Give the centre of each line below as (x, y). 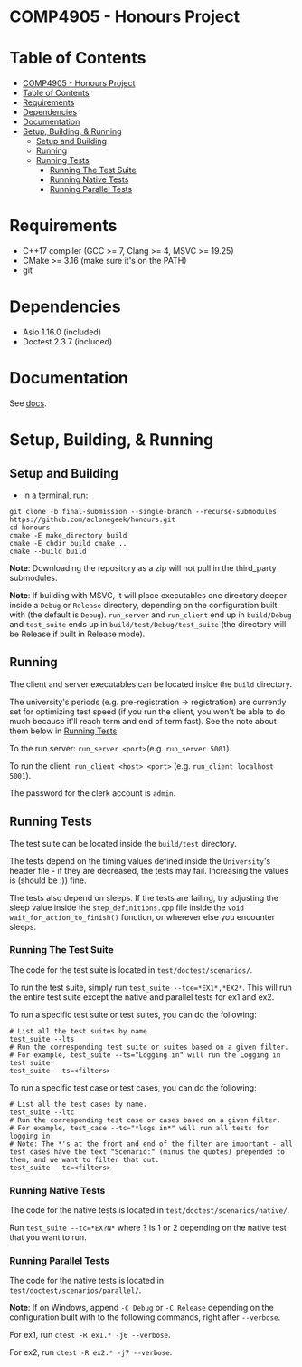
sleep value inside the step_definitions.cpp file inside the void (127, 907)
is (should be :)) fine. (48, 880)
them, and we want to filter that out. (85, 1159)
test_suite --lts (42, 1039)
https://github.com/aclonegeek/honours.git (93, 519)
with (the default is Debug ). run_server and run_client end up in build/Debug (151, 615)
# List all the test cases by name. (78, 1104)
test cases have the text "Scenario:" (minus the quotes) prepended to (147, 1152)
